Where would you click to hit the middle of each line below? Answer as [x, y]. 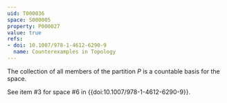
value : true [24, 33]
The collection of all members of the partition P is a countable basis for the [113, 71]
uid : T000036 [26, 13]
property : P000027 [34, 26]
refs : [15, 39]
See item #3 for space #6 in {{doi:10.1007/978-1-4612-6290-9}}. [99, 92]
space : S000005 [29, 20]
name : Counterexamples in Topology [65, 52]
